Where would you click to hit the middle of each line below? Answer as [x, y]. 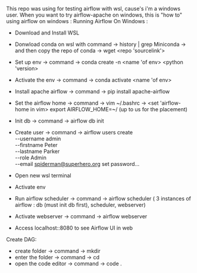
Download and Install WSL [47, 33]
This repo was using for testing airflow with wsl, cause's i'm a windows [93, 9]
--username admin [38, 139]
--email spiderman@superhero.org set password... [77, 164]
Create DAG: [21, 239]
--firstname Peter [36, 145]
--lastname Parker [37, 151]
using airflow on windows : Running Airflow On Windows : [77, 21]
